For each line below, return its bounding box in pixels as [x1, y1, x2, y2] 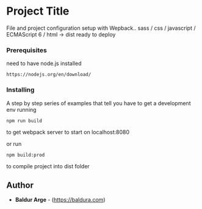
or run [6, 140, 22, 147]
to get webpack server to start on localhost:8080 [6, 128, 130, 135]
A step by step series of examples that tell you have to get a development [6, 99, 191, 107]
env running [6, 106, 37, 113]
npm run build [6, 117, 43, 124]
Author [6, 180, 34, 190]
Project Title [6, 4, 70, 18]
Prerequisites [6, 46, 47, 54]
